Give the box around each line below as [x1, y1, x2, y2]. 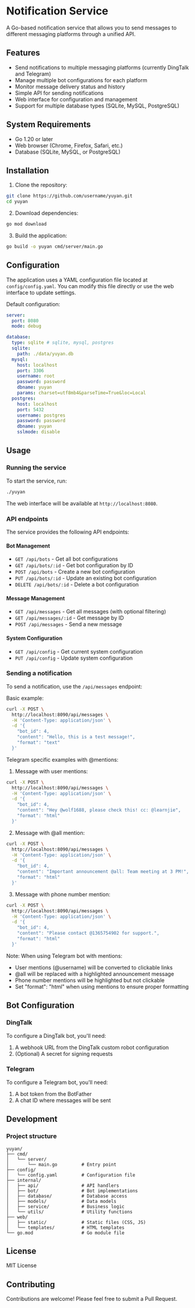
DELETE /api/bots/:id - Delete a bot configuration [14, 581, 139, 588]
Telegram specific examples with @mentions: [6, 756, 119, 763]
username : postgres [17, 412, 66, 418]
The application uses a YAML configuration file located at [6, 276, 148, 283]
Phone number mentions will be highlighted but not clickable [14, 977, 165, 984]
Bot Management [6, 542, 50, 549]
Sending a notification [6, 669, 72, 678]
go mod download [6, 221, 47, 228]
